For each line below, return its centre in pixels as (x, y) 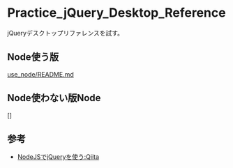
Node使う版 (33, 57)
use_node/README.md (41, 74)
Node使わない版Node (54, 98)
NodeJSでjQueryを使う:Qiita (58, 157)
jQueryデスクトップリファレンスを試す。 (66, 33)
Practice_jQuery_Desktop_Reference (116, 13)
